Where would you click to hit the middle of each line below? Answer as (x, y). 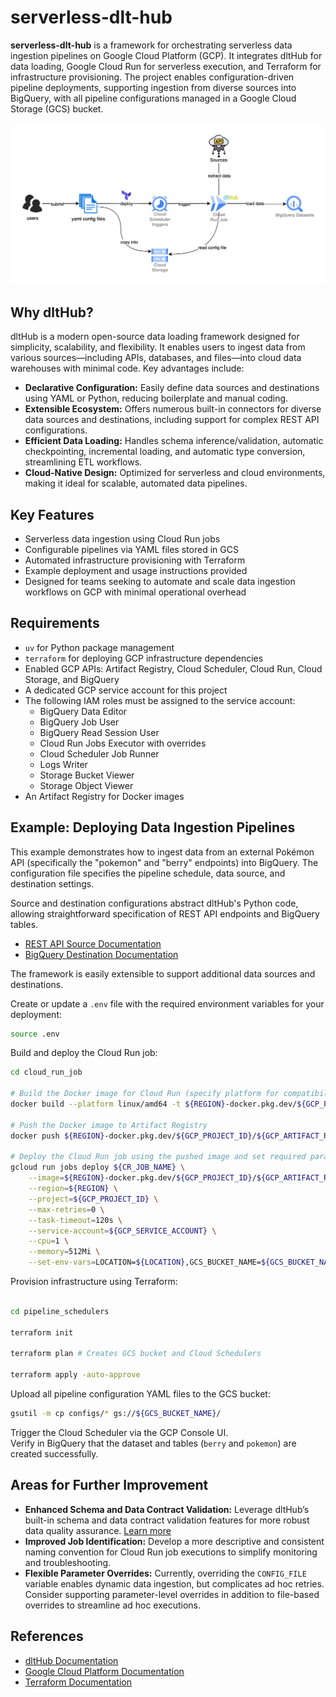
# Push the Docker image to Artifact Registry (109, 1125)
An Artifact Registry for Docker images (104, 796)
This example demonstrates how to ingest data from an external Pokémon (162, 852)
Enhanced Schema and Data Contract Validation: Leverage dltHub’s (167, 1509)
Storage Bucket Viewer (87, 775)
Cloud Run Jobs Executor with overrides (123, 743)
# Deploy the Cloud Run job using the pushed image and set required (158, 1157)
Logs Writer (63, 764)
